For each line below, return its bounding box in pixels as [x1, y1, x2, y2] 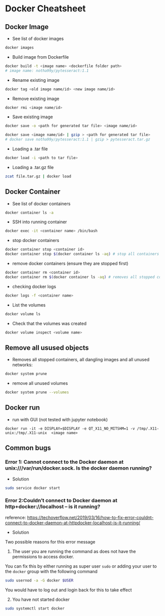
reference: [5, 514, 26, 520]
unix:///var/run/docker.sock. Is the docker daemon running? [5, 465, 152, 472]
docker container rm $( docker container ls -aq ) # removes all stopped [5, 274, 155, 279]
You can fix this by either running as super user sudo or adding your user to [5, 563, 157, 569]
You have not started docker [12, 596, 70, 602]
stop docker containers [12, 238, 59, 243]
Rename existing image [12, 77, 60, 83]
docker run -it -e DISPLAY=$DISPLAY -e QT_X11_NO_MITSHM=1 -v [5, 426, 135, 431]
